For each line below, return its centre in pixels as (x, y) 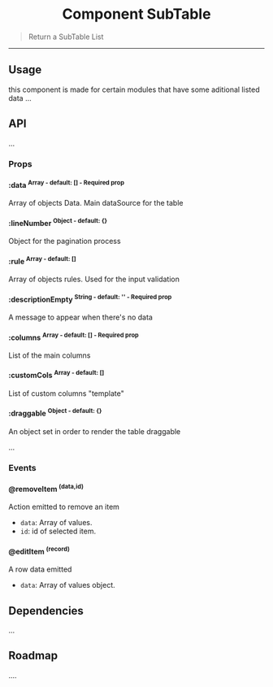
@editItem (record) (39, 550)
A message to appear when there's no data (80, 317)
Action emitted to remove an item (64, 507)
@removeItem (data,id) (46, 488)
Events (22, 468)
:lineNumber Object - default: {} (58, 222)
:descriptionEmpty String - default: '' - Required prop (90, 298)
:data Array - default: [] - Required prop (66, 184)
